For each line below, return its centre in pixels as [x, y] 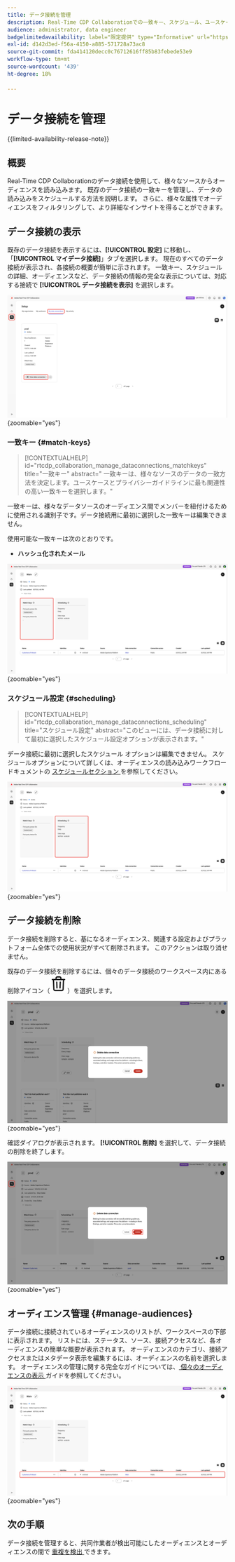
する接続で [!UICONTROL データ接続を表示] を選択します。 [92, 285]
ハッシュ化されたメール [51, 553]
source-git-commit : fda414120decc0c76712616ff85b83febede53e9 [100, 52]
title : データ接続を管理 [39, 15]
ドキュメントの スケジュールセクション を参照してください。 [94, 771]
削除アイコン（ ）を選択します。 [62, 990]
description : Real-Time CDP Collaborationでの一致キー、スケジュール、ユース [114, 22]
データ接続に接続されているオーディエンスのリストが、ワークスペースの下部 [116, 1331]
